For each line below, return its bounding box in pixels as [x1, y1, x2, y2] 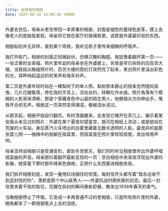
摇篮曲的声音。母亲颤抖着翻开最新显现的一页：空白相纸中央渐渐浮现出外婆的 [5, 154, 163, 160]
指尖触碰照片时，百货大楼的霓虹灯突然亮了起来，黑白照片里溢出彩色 [22, 66, 163, 72]
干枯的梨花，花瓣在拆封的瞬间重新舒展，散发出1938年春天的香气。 [22, 183, 160, 190]
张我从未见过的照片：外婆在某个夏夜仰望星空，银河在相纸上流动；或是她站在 [5, 118, 163, 125]
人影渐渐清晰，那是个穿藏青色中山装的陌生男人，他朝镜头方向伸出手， [13, 95, 158, 101]
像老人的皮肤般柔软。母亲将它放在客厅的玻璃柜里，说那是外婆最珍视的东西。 [5, 32, 163, 38]
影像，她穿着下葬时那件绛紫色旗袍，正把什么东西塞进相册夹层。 [5, 160, 136, 166]
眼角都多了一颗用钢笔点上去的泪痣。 [5, 200, 80, 206]
